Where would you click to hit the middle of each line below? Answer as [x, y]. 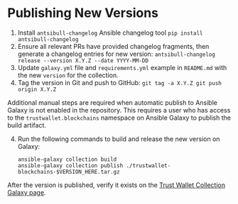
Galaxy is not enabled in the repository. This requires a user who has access [119, 110]
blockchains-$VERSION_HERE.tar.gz [69, 171]
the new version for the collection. [68, 75]
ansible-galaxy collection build [67, 159]
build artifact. [27, 125]
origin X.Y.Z [37, 89]
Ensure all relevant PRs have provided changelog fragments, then [113, 46]
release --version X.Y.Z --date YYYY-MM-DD [83, 61]
